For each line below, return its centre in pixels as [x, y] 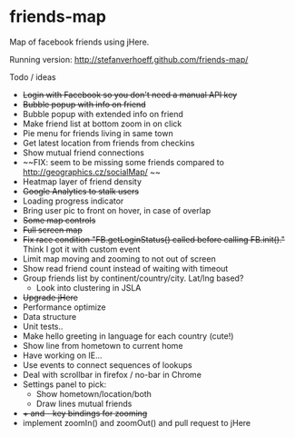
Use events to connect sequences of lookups [107, 364]
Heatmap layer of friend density [82, 181]
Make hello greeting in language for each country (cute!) [128, 336]
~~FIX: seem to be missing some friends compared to [123, 162]
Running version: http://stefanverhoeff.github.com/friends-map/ [129, 59]
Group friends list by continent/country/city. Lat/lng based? [133, 278]
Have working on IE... [62, 355]
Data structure [49, 316]
